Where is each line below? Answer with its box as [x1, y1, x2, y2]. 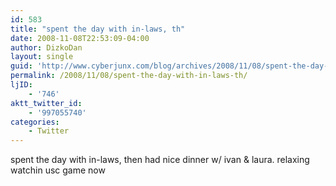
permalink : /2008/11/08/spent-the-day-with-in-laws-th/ [10, 71, 248, 81]
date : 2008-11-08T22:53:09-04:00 [10, 33, 150, 43]
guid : [10, 61, 33, 71]
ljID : [10, 80, 33, 90]
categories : [10, 117, 60, 127]
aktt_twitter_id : [10, 98, 83, 108]
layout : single [10, 52, 74, 62]
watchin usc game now [10, 164, 106, 176]
